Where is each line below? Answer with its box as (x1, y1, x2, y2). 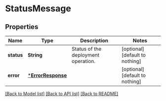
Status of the (71, 45, 102, 52)
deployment (71, 52, 100, 58)
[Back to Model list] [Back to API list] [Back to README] (5, 91, 119, 97)
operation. (71, 58, 95, 65)
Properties (5, 23, 39, 31)
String (27, 52, 43, 58)
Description (80, 37, 109, 44)
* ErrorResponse (27, 72, 67, 79)
